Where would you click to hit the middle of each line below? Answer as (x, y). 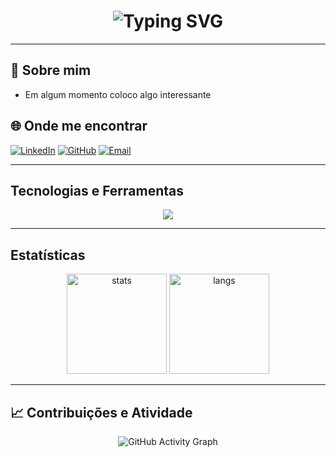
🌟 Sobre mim (51, 70)
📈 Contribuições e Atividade (101, 412)
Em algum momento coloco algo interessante (118, 94)
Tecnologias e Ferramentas (97, 190)
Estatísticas (48, 255)
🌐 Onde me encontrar (79, 126)
